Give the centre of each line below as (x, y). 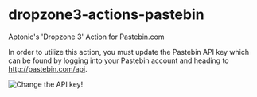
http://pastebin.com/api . (48, 68)
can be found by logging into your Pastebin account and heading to (119, 60)
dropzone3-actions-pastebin (106, 15)
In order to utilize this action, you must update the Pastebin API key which (128, 52)
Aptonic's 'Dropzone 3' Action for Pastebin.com (86, 37)
